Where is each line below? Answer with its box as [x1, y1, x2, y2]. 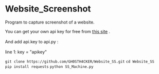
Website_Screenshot [5, 3, 91, 14]
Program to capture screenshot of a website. [5, 19, 95, 25]
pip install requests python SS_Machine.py [5, 64, 94, 69]
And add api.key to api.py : [5, 38, 59, 44]
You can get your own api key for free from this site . [5, 28, 110, 34]
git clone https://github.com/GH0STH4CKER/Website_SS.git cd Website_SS [5, 59, 155, 64]
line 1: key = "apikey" [5, 49, 47, 55]
